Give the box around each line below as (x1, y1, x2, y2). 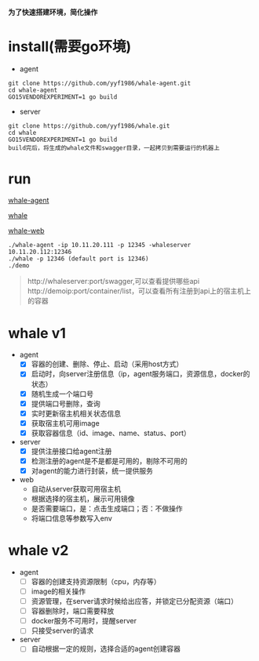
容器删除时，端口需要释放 (31, 606, 115, 616)
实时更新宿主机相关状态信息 (31, 409, 122, 418)
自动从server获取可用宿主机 (31, 485, 122, 494)
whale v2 (8, 542, 69, 560)
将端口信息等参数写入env (31, 514, 112, 523)
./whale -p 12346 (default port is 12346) (8, 255, 149, 263)
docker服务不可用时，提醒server (31, 616, 137, 626)
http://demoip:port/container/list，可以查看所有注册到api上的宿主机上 (27, 286, 251, 296)
